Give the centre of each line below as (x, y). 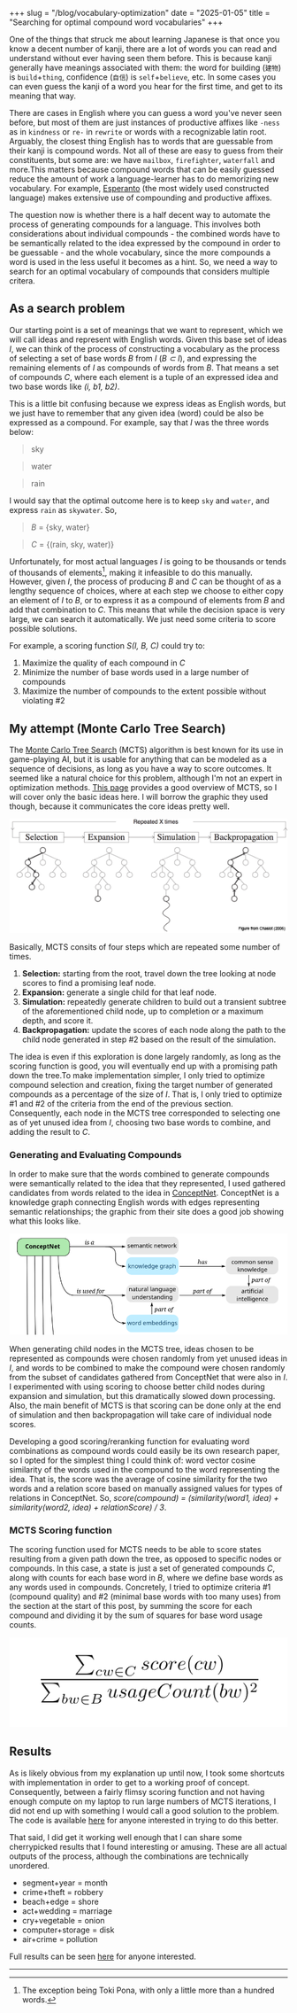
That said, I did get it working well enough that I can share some (126, 1837)
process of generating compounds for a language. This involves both (135, 224)
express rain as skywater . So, (63, 509)
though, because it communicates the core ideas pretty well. (119, 806)
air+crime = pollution (60, 1939)
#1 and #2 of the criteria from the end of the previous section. (122, 1103)
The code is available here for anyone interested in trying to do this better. (144, 1820)
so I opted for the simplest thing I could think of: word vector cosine (133, 1460)
